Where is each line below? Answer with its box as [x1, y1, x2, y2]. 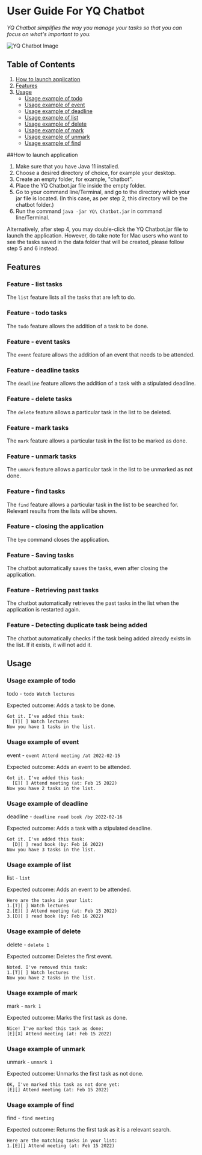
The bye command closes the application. [7, 536, 110, 543]
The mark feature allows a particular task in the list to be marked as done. [7, 437, 188, 444]
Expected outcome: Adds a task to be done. [7, 702, 116, 709]
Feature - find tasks [7, 487, 66, 495]
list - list [7, 874, 31, 881]
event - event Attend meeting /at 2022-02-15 [7, 752, 121, 759]
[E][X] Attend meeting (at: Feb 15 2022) [7, 1031, 112, 1037]
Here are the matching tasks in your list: [7, 1138, 118, 1144]
